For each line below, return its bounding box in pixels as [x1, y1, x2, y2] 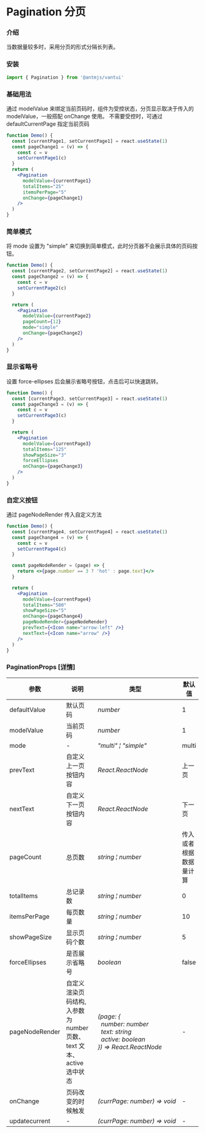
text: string [101, 1027, 132, 1036]
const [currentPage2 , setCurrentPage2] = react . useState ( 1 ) [12, 268, 168, 274]
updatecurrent [9, 1117, 51, 1125]
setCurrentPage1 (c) [17, 155, 67, 161]
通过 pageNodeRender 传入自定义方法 [6, 511, 103, 518]
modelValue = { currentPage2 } [22, 313, 92, 319]
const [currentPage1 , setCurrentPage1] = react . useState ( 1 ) [12, 138, 168, 144]
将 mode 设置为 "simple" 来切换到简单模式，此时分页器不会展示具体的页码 [6, 242, 193, 250]
